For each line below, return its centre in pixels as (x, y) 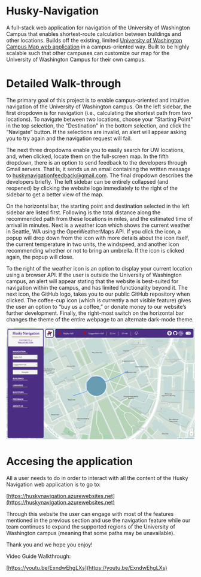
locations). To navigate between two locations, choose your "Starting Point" (100, 119)
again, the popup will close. (40, 257)
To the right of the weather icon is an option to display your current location (99, 268)
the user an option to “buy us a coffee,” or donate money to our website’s (96, 306)
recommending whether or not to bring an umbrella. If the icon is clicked (95, 250)
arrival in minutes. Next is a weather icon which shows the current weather (98, 225)
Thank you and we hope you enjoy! (49, 545)
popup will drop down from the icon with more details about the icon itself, (98, 238)
